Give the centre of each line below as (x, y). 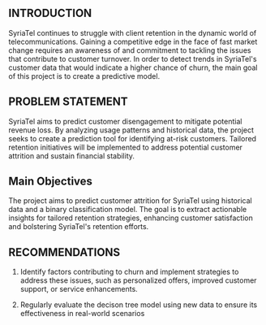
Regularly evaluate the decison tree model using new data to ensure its (139, 305)
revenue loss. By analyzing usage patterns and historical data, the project (131, 130)
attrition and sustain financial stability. (72, 156)
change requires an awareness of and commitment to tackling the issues (130, 50)
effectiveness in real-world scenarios (82, 314)
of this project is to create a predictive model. (84, 76)
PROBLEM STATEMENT (68, 102)
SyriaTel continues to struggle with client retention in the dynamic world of (133, 32)
